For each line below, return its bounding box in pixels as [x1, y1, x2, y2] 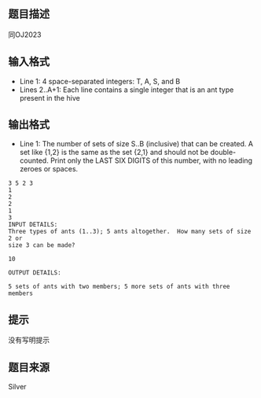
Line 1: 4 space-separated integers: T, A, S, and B [19, 76, 181, 86]
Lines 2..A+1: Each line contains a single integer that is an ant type [19, 85, 234, 94]
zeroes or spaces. [19, 164, 79, 174]
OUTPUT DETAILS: [8, 269, 61, 277]
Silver [8, 382, 27, 392]
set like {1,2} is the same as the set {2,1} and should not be [19, 148, 209, 157]
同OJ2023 [8, 30, 42, 39]
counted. [19, 156, 49, 165]
